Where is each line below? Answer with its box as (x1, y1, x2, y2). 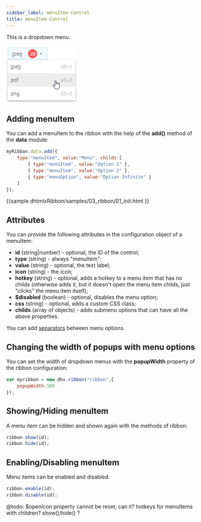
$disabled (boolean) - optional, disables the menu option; (14, 293, 158, 301)
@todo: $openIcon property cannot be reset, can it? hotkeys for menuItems (6, 503, 193, 510)
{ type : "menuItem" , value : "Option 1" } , (28, 161, 130, 168)
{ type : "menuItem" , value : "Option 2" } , (28, 167, 130, 174)
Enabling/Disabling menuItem (6, 457, 120, 467)
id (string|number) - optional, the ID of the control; (14, 249, 140, 256)
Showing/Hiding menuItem (6, 406, 109, 416)
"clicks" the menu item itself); (14, 287, 88, 295)
